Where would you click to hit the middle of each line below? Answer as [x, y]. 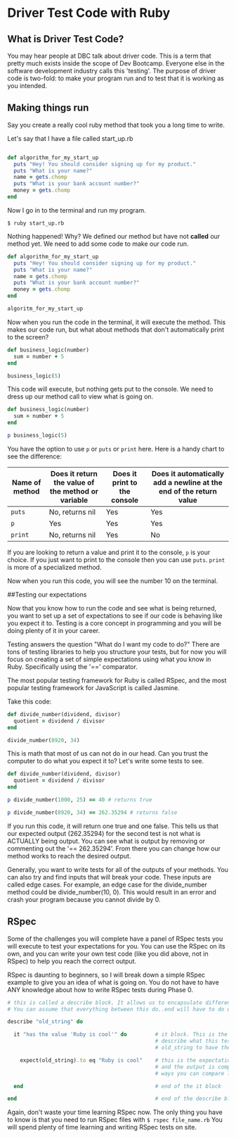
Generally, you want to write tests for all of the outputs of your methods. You [118, 869]
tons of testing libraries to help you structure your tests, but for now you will [117, 651]
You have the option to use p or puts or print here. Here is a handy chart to [116, 449]
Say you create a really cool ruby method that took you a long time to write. [116, 125]
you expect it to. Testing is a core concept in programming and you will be [114, 623]
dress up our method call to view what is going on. [80, 396]
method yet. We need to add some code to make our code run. [98, 244]
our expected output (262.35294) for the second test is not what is [104, 833]
